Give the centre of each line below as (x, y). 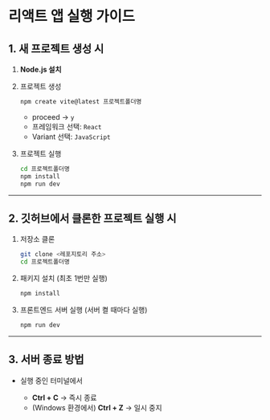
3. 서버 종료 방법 (46, 359)
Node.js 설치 (41, 69)
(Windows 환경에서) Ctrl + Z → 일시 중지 (97, 407)
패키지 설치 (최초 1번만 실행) (64, 279)
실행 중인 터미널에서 (51, 380)
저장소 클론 (37, 239)
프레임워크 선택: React (67, 126)
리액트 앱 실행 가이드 (72, 16)
